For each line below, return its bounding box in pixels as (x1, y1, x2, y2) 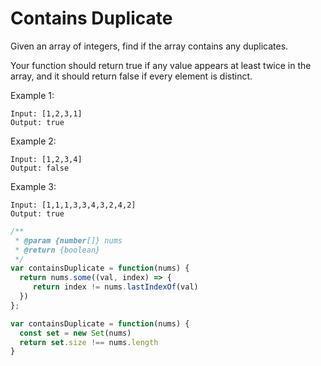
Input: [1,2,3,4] (10, 154, 83, 164)
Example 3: (10, 180, 57, 192)
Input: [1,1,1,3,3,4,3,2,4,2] (10, 200, 137, 210)
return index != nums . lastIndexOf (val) (32, 282, 199, 292)
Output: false (10, 163, 70, 173)
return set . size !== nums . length (19, 337, 159, 347)
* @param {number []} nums (14, 235, 123, 246)
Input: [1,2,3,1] (10, 108, 83, 119)
